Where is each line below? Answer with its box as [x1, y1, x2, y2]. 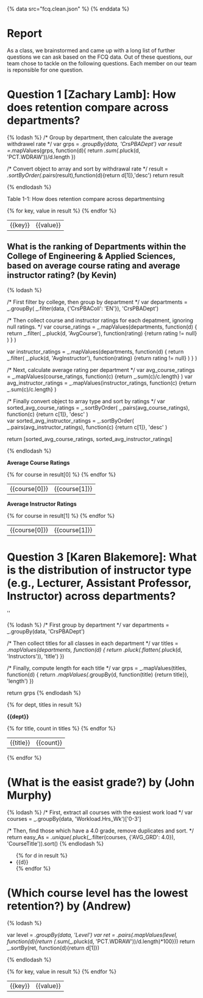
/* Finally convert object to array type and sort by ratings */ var [7, 397, 165, 405]
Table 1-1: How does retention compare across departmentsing [7, 195, 165, 202]
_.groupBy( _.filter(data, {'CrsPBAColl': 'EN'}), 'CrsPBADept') [7, 305, 159, 312]
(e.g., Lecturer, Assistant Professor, [7, 576, 191, 590]
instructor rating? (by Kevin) [7, 270, 117, 280]
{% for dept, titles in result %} [7, 701, 82, 708]
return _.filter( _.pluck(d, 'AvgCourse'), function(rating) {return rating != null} [7, 329, 198, 337]
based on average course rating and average [7, 261, 180, 271]
